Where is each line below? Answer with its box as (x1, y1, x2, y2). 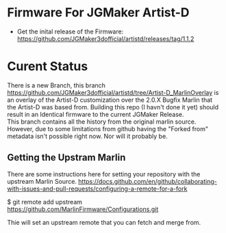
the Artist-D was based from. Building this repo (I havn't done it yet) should (7, 102, 219, 111)
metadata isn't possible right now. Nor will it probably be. (7, 132, 168, 140)
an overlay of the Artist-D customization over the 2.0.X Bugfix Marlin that (7, 96, 213, 104)
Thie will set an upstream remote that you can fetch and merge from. (7, 218, 201, 226)
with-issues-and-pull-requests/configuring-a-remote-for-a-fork (7, 184, 188, 193)
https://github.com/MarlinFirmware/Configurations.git (7, 205, 159, 213)
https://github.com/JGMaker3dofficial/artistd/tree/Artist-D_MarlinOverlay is (7, 88, 219, 96)
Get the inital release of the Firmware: (16, 27, 124, 36)
